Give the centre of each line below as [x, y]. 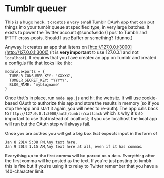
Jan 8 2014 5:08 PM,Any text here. [41, 142]
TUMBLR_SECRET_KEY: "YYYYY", [39, 80]
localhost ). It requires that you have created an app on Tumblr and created [81, 57]
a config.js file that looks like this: [39, 63]
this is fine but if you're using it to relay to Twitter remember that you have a [82, 166]
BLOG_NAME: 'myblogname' [35, 84]
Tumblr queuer [36, 9]
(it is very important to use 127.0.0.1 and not [94, 52]
